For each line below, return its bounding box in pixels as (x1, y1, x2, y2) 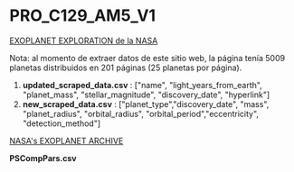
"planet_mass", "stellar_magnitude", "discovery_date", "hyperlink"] (22, 89, 270, 100)
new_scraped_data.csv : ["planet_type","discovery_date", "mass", (22, 98, 270, 109)
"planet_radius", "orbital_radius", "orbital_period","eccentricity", (22, 108, 260, 119)
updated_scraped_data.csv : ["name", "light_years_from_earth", (22, 79, 262, 90)
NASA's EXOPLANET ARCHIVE (9, 135, 124, 146)
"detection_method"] (22, 118, 101, 129)
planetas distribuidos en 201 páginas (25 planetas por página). (9, 62, 242, 73)
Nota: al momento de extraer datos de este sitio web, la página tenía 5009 (9, 52, 286, 63)
